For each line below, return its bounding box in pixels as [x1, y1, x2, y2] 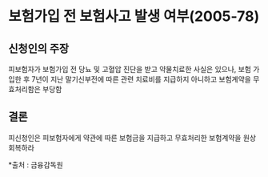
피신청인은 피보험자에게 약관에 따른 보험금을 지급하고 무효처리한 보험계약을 [8, 133, 242, 143]
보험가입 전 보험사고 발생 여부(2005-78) [8, 7, 260, 26]
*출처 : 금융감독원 [8, 159, 64, 169]
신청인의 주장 [8, 42, 70, 55]
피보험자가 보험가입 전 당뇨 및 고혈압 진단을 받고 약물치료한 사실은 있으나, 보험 [8, 65, 252, 74]
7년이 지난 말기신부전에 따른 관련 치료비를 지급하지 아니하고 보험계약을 [31, 74, 252, 84]
